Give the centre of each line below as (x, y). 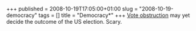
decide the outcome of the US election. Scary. (64, 22)
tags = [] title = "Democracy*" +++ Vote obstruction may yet (114, 15)
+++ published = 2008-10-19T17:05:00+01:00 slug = (72, 9)
